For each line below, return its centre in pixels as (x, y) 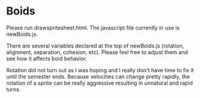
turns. (14, 89)
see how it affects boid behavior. (47, 58)
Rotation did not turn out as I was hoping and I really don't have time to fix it (100, 70)
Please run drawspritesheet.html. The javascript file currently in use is (93, 28)
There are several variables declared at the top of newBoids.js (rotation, (95, 46)
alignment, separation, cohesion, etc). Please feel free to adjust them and (97, 52)
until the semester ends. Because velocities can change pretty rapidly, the (98, 76)
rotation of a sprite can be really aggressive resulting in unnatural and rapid (100, 83)
